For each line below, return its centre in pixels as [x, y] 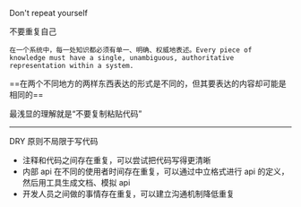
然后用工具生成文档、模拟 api [76, 182]
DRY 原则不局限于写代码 [54, 141]
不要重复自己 [33, 31]
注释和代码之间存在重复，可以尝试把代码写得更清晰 [116, 160]
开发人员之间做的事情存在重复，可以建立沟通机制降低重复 [128, 194]
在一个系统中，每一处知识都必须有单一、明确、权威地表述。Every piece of [131, 50]
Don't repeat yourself [48, 13]
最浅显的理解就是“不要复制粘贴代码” [76, 114]
